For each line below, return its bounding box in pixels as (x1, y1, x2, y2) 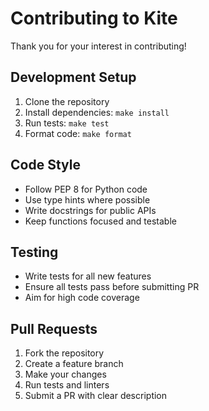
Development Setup (10, 69, 137, 86)
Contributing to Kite (10, 7, 178, 30)
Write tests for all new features (24, 270, 152, 282)
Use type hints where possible (24, 193, 151, 206)
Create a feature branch (24, 358, 124, 370)
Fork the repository (24, 347, 105, 359)
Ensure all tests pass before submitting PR (24, 281, 200, 293)
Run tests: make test (24, 117, 110, 129)
